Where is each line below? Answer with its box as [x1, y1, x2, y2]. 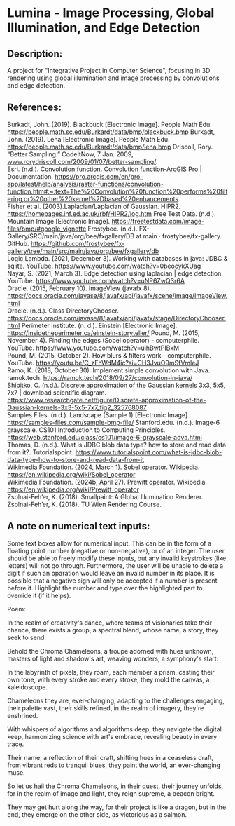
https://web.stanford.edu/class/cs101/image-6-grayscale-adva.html [7, 433, 203, 441]
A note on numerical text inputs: [7, 520, 150, 532]
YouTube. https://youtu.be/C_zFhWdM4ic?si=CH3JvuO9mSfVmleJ [7, 358, 199, 367]
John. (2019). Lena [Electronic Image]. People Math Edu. [7, 135, 170, 143]
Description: [7, 48, 63, 60]
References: [7, 102, 62, 114]
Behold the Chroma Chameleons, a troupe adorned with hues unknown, [7, 646, 214, 655]
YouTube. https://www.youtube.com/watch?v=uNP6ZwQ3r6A [7, 276, 185, 285]
